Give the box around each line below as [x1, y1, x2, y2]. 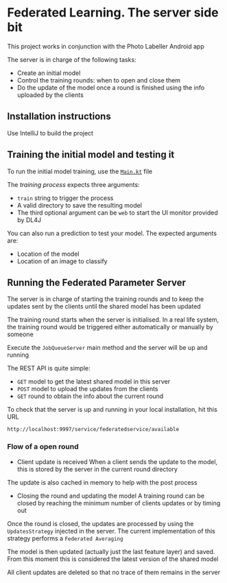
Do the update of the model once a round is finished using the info [16, 83, 205, 91]
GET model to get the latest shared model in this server [16, 377, 170, 386]
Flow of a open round [7, 442, 79, 452]
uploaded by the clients [16, 91, 84, 99]
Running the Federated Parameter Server [7, 276, 187, 288]
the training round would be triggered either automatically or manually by [7, 323, 214, 331]
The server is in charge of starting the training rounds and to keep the [7, 295, 204, 303]
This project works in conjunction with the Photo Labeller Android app [7, 42, 204, 50]
